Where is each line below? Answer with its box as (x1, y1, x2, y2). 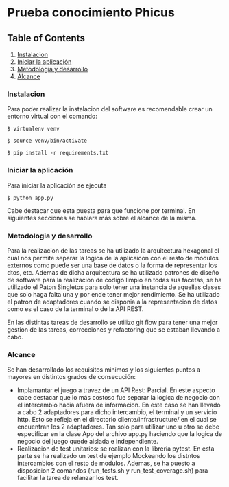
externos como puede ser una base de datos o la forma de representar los (7, 261, 217, 269)
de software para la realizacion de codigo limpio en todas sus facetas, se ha (7, 275, 222, 284)
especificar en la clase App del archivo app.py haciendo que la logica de (16, 430, 223, 438)
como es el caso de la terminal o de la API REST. (7, 304, 144, 313)
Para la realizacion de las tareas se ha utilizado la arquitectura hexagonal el (7, 246, 219, 255)
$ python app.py (7, 194, 53, 201)
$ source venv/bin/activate (7, 137, 88, 145)
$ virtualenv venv (7, 126, 60, 133)
